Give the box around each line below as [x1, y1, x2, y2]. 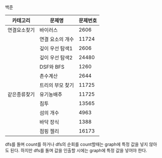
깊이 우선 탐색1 [39, 45, 73, 52]
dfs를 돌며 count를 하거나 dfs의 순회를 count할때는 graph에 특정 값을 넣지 [5, 141, 148, 147]
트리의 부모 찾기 [39, 82, 74, 88]
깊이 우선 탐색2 [39, 54, 73, 61]
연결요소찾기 [7, 26, 35, 33]
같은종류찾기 [7, 91, 35, 98]
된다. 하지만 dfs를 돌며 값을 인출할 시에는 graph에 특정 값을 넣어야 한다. [10, 148, 147, 153]
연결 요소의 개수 [39, 36, 74, 43]
